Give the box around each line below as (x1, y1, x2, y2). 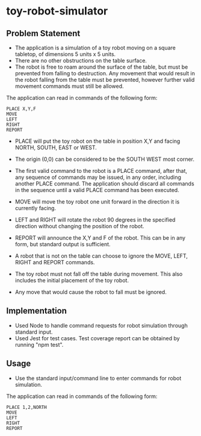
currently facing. (14, 205, 56, 211)
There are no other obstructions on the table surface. (14, 57, 147, 64)
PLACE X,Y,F (6, 106, 36, 112)
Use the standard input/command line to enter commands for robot (14, 375, 182, 382)
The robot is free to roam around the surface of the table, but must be (14, 63, 188, 70)
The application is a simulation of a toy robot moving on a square (14, 44, 176, 51)
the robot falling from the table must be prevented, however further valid (14, 76, 195, 83)
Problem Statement (6, 28, 81, 39)
